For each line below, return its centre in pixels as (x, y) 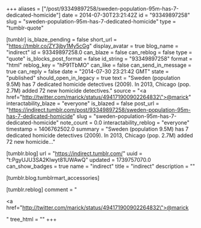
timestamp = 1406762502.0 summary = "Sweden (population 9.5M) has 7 (97, 129)
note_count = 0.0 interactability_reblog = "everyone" (125, 122)
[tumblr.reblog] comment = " (42, 189)
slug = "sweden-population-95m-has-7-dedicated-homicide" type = (91, 21)
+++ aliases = (23, 9)
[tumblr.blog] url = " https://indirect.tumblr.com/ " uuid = (74, 153)
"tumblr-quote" (25, 28)
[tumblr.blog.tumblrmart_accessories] (53, 178)
